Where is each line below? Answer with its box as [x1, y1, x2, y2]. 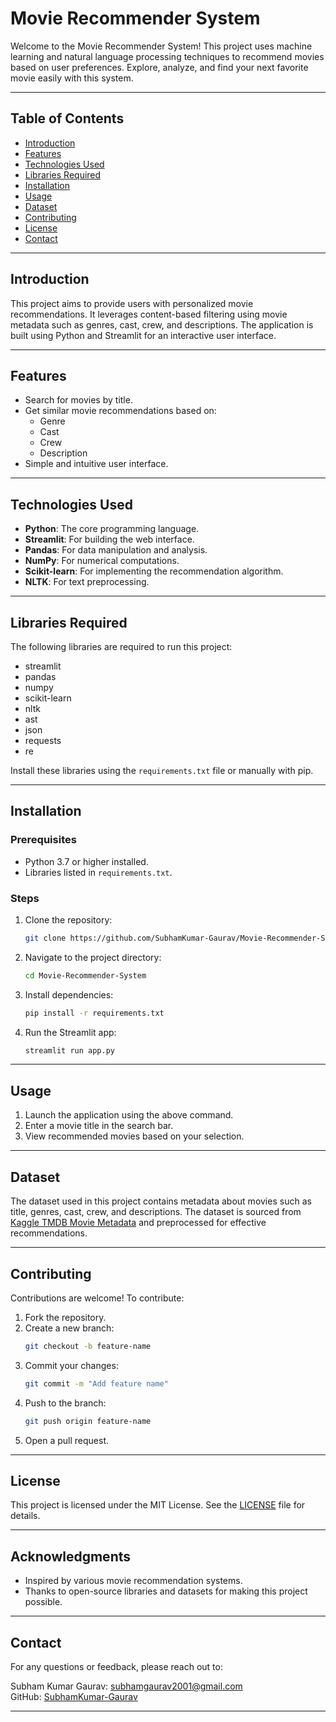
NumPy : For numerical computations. [24, 555, 180, 567]
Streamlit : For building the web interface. [24, 533, 195, 546]
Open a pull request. [24, 1434, 110, 1446]
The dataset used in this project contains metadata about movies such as [10, 1195, 312, 1207]
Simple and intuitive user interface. [24, 458, 169, 470]
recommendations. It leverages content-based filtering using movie [10, 308, 288, 320]
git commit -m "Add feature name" [24, 1378, 169, 1389]
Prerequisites [10, 833, 77, 847]
